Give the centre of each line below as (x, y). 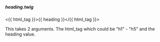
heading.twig (19, 7)
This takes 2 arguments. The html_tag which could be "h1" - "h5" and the (80, 29)
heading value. (20, 34)
